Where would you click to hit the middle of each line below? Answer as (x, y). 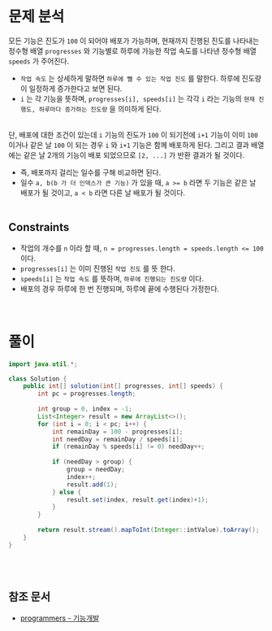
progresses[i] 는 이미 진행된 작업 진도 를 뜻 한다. (98, 268)
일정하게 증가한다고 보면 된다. (76, 88)
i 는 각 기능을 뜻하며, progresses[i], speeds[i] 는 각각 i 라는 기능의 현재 (138, 98)
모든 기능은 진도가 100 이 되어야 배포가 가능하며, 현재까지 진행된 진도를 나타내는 (134, 41)
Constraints (39, 227)
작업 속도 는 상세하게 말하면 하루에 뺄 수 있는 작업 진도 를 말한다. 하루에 (130, 78)
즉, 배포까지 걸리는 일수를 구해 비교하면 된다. (91, 172)
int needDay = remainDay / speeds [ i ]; (117, 439)
